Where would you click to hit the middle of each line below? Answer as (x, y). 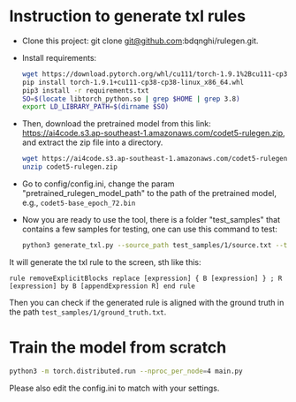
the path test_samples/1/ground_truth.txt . (88, 312)
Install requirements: (59, 57)
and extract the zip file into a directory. (92, 142)
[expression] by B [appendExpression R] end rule (102, 286)
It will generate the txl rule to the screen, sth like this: (105, 262)
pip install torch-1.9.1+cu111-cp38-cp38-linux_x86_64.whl (133, 82)
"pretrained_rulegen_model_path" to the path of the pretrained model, (149, 193)
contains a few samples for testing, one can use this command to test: (150, 229)
